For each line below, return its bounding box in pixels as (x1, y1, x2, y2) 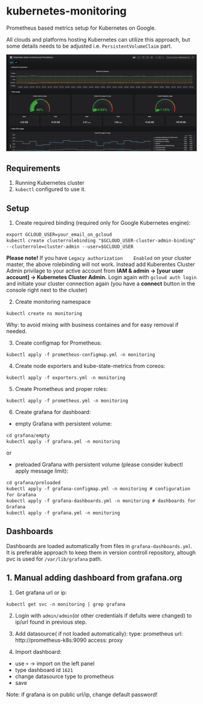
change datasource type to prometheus (14, 673, 114, 680)
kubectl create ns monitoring (6, 310, 83, 317)
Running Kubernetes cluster (14, 179, 85, 187)
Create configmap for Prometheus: (14, 339, 102, 346)
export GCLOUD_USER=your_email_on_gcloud (6, 231, 112, 237)
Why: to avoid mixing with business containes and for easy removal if (6, 321, 179, 328)
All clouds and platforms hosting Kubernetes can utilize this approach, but (6, 36, 190, 43)
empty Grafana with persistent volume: (14, 420, 112, 427)
